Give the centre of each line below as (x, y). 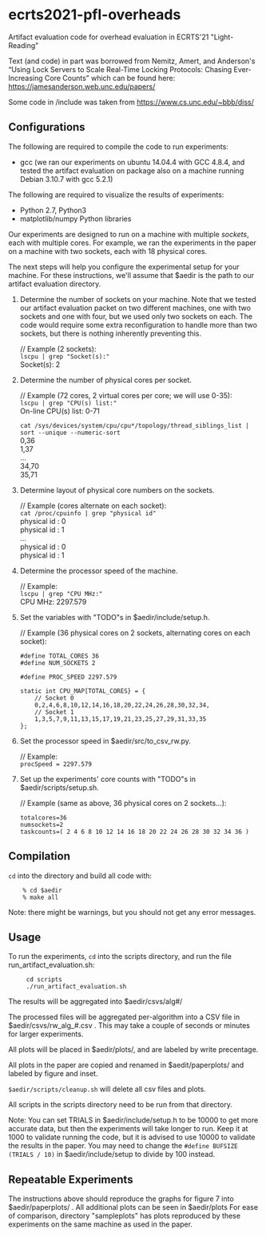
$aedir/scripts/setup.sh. (59, 788)
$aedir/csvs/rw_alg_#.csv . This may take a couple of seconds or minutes (129, 1025)
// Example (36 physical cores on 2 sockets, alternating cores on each (135, 633)
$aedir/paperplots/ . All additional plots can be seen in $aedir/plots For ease (133, 1207)
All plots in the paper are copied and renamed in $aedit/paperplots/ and (126, 1065)
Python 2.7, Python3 (53, 210)
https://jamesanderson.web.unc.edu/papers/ (82, 87)
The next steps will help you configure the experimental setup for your (124, 267)
